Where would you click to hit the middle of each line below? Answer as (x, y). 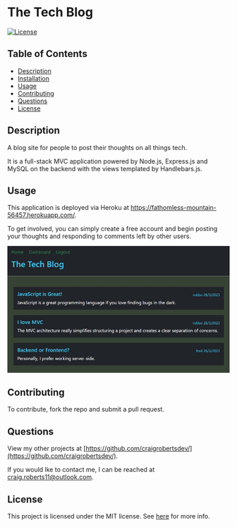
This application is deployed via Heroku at (68, 208)
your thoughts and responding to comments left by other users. (99, 236)
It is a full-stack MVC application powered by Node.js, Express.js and (108, 161)
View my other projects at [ (47, 449)
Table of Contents (48, 54)
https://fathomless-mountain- (173, 208)
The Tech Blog (50, 12)
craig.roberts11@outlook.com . (50, 477)
